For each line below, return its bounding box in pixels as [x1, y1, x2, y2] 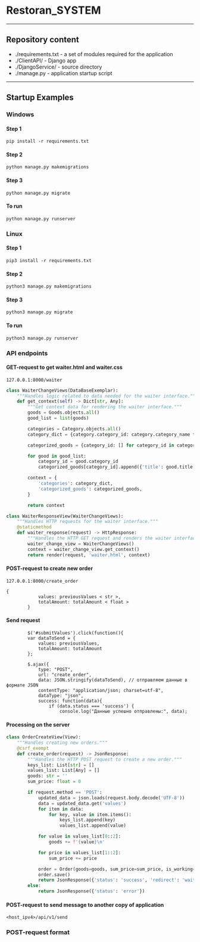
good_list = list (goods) [27, 415, 89, 421]
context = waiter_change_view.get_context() [27, 546, 140, 552]
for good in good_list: [27, 453, 86, 459]
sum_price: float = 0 [27, 778, 82, 785]
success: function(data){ [37, 698, 102, 704]
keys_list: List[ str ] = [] [27, 762, 95, 768]
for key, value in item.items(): [48, 811, 132, 818]
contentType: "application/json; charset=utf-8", [37, 688, 164, 694]
